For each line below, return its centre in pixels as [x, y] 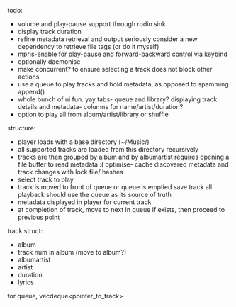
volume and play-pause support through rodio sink [92, 24]
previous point [39, 217]
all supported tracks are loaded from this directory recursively [108, 149]
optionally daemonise [49, 62]
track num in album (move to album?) [72, 252]
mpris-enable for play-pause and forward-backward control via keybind [123, 54]
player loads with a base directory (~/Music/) [84, 142]
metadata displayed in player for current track [84, 202]
